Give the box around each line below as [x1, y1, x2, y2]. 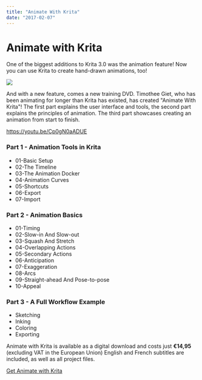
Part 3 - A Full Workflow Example [6, 297, 106, 306]
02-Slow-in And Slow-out [15, 231, 79, 239]
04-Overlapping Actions [15, 244, 76, 251]
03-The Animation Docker [15, 169, 80, 177]
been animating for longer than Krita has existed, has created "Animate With [6, 97, 196, 104]
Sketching [15, 311, 41, 319]
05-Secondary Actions [15, 250, 72, 258]
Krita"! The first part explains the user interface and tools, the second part [6, 103, 191, 110]
